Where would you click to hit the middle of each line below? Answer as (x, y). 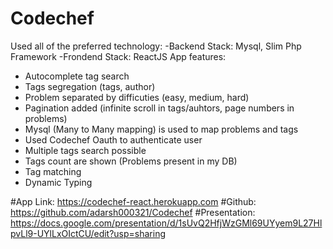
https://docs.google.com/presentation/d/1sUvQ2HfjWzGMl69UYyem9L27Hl (166, 223)
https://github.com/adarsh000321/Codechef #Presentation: (133, 212)
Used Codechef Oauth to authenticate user (113, 139)
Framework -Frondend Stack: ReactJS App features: (118, 56)
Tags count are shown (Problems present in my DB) (131, 161)
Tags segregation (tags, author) (90, 86)
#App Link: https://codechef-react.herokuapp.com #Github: (133, 201)
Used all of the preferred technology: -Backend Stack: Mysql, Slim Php (156, 46)
